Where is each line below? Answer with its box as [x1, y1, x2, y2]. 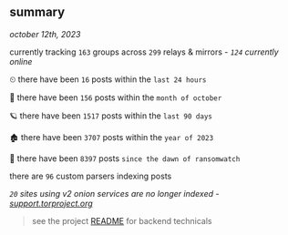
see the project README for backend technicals [31, 215, 212, 226]
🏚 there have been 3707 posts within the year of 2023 [9, 131, 214, 142]
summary [9, 5, 66, 20]
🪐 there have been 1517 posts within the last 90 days [9, 110, 212, 121]
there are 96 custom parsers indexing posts [9, 170, 172, 181]
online [9, 56, 33, 66]
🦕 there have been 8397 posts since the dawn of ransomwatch [9, 152, 241, 164]
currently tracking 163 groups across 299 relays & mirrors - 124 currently [9, 46, 280, 57]
